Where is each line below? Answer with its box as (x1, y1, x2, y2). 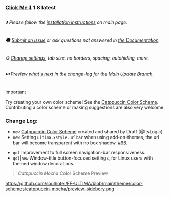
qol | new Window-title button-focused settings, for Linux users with (12, 155, 153, 161)
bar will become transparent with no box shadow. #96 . (12, 140, 128, 146)
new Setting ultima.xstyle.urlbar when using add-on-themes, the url (12, 134, 160, 141)
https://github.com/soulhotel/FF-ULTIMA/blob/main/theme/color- (5, 181, 143, 187)
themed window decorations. (12, 161, 75, 167)
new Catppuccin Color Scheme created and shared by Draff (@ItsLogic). (12, 129, 164, 135)
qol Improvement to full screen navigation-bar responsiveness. (12, 150, 146, 156)
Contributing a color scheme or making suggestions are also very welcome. (5, 104, 165, 110)
